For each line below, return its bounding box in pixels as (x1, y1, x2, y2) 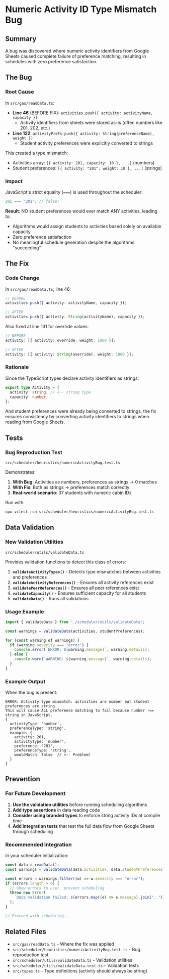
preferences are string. (5, 704, 57, 709)
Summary (5, 34, 37, 43)
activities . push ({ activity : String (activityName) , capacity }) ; (5, 315, 145, 320)
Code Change (5, 275, 40, 282)
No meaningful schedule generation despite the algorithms (12, 239, 135, 245)
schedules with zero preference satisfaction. (5, 59, 98, 64)
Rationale (5, 364, 29, 371)
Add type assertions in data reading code (12, 807, 100, 813)
